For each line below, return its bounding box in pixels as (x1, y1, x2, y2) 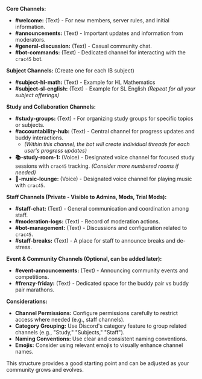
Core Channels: (6, 5, 46, 12)
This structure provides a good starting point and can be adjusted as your (6, 360, 189, 367)
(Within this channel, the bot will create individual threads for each (24, 141, 190, 147)
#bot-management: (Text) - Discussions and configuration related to (14, 225, 188, 231)
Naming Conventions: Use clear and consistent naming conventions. (14, 335, 188, 342)
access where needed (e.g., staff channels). (14, 316, 125, 323)
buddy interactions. (14, 134, 64, 141)
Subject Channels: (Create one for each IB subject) (6, 67, 134, 74)
